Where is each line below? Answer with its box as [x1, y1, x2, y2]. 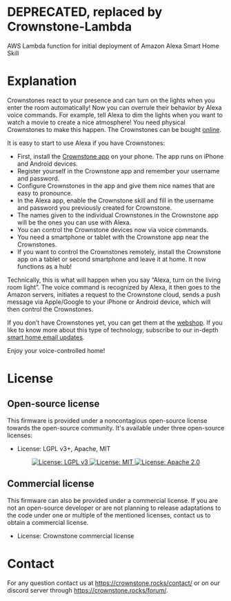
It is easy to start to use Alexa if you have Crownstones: [7, 139, 165, 147]
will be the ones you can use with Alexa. [17, 218, 132, 227]
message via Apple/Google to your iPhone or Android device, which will [7, 298, 211, 306]
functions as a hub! [17, 262, 72, 270]
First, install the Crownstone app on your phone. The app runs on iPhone [17, 152, 224, 160]
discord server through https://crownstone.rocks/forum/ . [7, 586, 168, 594]
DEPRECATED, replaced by [7, 4, 163, 20]
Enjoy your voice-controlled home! [7, 346, 106, 354]
